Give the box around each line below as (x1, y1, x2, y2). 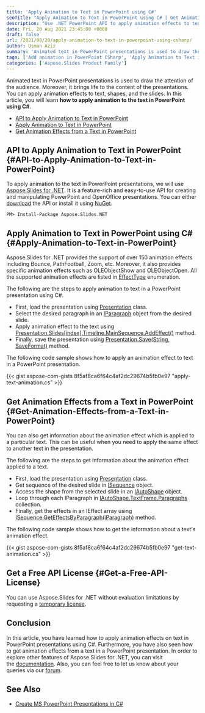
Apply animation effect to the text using (15, 323, 115, 330)
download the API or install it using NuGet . (6, 199, 113, 207)
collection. (15, 501, 41, 508)
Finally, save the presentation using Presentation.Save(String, (15, 336, 170, 343)
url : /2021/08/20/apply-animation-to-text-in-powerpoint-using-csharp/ (6, 37, 192, 43)
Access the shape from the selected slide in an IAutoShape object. (15, 487, 183, 495)
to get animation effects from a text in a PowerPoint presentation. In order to (6, 647, 198, 654)
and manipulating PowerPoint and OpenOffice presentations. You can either (6, 193, 197, 201)
